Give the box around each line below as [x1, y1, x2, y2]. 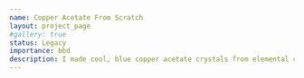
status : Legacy [9, 38, 67, 48]
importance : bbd [9, 47, 71, 56]
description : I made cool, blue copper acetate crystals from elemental [9, 55, 290, 64]
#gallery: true [9, 30, 67, 39]
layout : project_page [9, 22, 91, 30]
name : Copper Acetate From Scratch [9, 13, 144, 22]
